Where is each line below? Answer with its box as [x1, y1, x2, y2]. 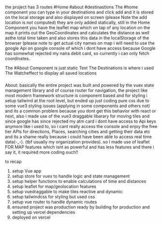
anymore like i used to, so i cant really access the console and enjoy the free [5, 123, 158, 129]
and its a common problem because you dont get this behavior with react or [5, 108, 156, 113]
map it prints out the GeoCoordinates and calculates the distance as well [5, 30, 150, 35]
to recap [5, 159, 22, 164]
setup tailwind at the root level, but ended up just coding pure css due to [5, 97, 149, 103]
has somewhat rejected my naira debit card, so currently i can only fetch [5, 50, 149, 56]
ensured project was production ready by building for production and [12, 204, 150, 210]
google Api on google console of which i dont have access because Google [5, 46, 156, 51]
